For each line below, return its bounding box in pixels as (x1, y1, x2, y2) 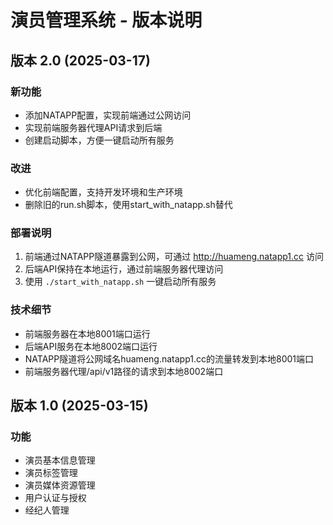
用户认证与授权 (24, 492, 87, 504)
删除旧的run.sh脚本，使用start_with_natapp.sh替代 (24, 199, 233, 211)
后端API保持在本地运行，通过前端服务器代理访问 (24, 263, 224, 275)
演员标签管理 (24, 467, 78, 479)
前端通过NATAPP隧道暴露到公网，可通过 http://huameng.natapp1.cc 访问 (24, 251, 325, 263)
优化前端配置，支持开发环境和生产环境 (24, 186, 183, 198)
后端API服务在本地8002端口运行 (24, 340, 158, 352)
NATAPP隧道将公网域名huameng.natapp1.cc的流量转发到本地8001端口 (24, 352, 314, 365)
